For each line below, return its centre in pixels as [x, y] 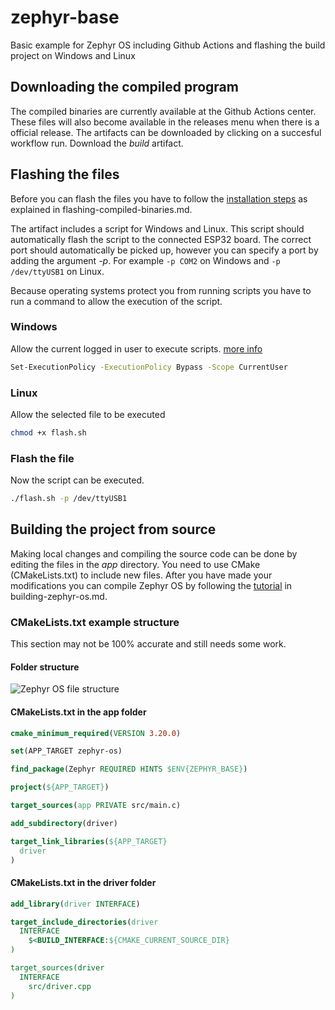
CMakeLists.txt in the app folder [78, 712]
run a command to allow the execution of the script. [116, 301]
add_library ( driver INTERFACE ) [75, 904]
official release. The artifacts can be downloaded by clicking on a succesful [166, 132]
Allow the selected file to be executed [88, 415]
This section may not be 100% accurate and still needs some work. [148, 644]
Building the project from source [113, 529]
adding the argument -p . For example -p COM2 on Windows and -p [145, 260]
